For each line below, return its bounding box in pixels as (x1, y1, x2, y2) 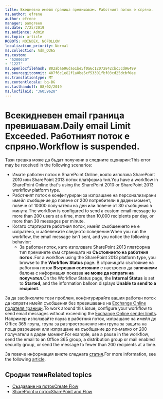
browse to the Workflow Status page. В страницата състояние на (19, 259, 154, 266)
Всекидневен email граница (5, 110, 125, 121)
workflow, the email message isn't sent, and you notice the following (12, 234, 149, 239)
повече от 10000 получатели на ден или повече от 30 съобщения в (12, 203, 152, 209)
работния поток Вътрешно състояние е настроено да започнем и (19, 265, 157, 271)
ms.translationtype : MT (5, 75, 54, 80)
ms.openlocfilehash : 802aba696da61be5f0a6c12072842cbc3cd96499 (5, 66, 136, 71)
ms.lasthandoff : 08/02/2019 (5, 84, 62, 89)
